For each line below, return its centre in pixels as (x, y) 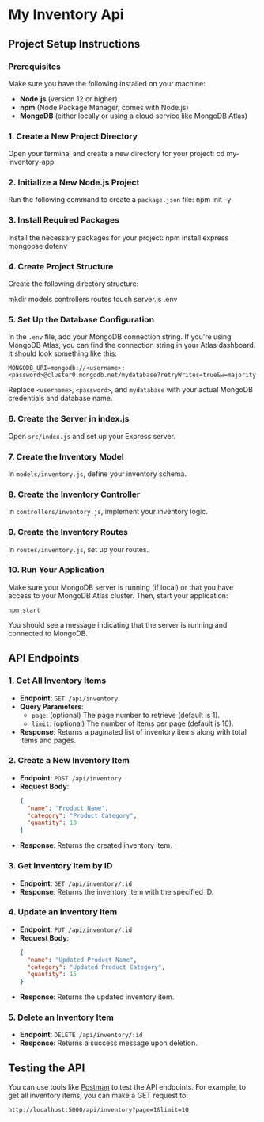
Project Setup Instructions (74, 44)
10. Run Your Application (56, 570)
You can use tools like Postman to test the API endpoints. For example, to (127, 1087)
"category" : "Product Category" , (82, 815)
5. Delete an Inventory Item (61, 1017)
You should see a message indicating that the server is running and (118, 624)
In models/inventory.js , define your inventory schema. (98, 474)
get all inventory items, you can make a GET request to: (98, 1096)
